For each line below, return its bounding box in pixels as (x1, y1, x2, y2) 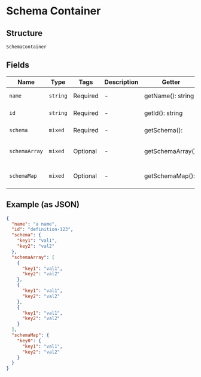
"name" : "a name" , (11, 221, 58, 227)
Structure (6, 28, 43, 38)
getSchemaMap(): (144, 172, 196, 180)
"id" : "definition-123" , (11, 226, 74, 233)
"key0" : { (17, 338, 42, 343)
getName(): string (144, 92, 194, 100)
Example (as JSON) (6, 199, 80, 210)
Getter (162, 78, 181, 86)
